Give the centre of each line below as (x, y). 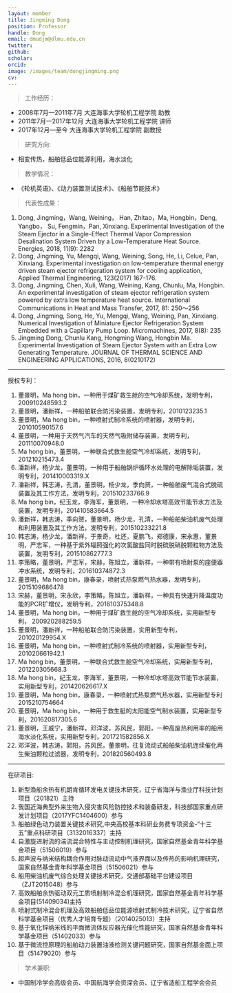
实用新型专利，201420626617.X (63, 686)
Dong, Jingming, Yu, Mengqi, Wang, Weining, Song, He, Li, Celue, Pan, (118, 256)
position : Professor (38, 26)
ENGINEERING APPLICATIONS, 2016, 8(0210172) (86, 360)
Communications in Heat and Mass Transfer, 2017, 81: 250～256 (108, 308)
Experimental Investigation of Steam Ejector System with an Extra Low (117, 345)
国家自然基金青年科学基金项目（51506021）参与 (86, 867)
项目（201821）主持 (46, 798)
